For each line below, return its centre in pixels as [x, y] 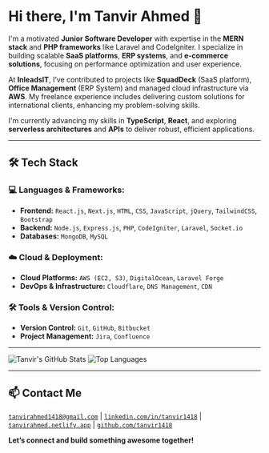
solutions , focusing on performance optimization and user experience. [125, 64]
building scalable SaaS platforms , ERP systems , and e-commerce [118, 55]
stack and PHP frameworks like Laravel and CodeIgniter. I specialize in [126, 46]
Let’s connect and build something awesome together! [101, 440]
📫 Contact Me [45, 393]
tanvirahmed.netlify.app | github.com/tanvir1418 [90, 425]
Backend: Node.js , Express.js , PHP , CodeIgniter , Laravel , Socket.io [131, 227]
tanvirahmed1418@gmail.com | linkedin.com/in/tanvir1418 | [105, 416]
